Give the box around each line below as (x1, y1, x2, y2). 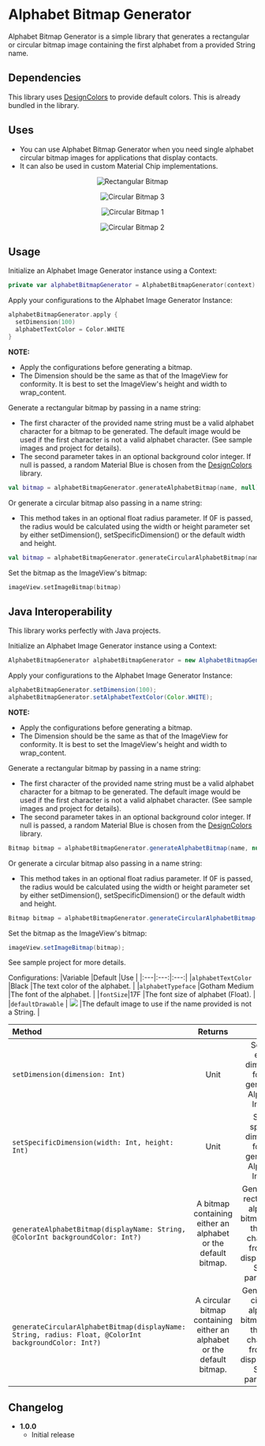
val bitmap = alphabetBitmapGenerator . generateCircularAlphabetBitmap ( (8, 554, 248, 562)
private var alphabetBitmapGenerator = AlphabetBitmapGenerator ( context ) (8, 282, 256, 290)
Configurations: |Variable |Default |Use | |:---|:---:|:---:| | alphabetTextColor (8, 973, 252, 983)
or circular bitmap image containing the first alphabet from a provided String (8, 39, 256, 49)
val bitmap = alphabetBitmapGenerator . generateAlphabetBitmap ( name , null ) (8, 484, 259, 491)
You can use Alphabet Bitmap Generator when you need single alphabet (19, 144, 254, 154)
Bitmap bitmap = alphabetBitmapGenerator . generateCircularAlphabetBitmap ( (8, 914, 259, 922)
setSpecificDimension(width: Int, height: (12, 1138, 174, 1147)
